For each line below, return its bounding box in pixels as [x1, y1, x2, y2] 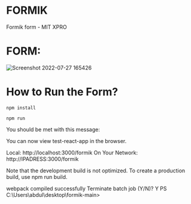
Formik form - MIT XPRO [6, 23, 67, 31]
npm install [6, 105, 36, 111]
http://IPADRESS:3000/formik [6, 155, 79, 162]
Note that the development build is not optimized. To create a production [6, 167, 186, 174]
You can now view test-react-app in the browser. [6, 137, 127, 144]
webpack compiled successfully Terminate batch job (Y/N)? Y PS [6, 185, 167, 192]
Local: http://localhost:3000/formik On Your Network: [6, 149, 138, 156]
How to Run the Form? [6, 85, 119, 99]
